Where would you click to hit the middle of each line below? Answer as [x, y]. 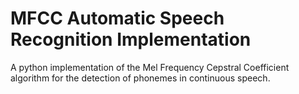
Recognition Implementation [131, 39]
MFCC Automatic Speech [117, 18]
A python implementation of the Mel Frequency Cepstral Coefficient [150, 67]
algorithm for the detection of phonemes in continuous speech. [140, 78]
